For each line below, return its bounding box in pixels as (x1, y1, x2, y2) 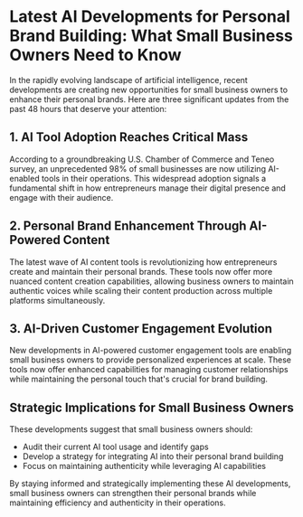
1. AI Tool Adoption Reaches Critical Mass (9, 129, 249, 146)
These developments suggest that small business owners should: (9, 424, 253, 435)
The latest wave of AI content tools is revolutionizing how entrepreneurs (9, 256, 278, 268)
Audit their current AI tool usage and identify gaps (22, 441, 210, 453)
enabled (9, 173, 40, 183)
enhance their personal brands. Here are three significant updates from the (9, 93, 289, 105)
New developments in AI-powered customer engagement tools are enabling (9, 345, 292, 356)
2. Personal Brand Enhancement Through (9, 219, 247, 234)
